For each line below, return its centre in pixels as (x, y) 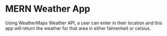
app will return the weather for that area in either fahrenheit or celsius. (78, 28)
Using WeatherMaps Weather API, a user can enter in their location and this (84, 23)
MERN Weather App (48, 9)
